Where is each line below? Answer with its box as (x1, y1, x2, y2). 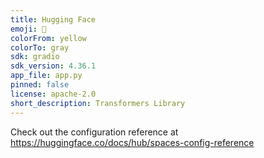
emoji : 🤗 (10, 24, 47, 34)
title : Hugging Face (10, 14, 97, 25)
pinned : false (10, 80, 70, 90)
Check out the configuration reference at (10, 126, 179, 138)
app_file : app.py (10, 71, 83, 81)
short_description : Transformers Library (10, 98, 186, 108)
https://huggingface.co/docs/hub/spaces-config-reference (10, 136, 255, 148)
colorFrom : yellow (10, 33, 87, 43)
